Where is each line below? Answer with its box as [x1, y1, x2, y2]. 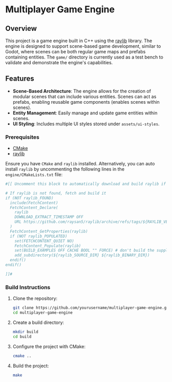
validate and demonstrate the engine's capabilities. [5, 60, 113, 65]
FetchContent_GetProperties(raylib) [10, 228, 88, 234]
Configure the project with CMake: [12, 343, 86, 350]
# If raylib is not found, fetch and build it [5, 190, 106, 196]
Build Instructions [5, 283, 51, 291]
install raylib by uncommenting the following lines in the [5, 166, 124, 173]
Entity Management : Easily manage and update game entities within [12, 109, 158, 116]
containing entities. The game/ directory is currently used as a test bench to [5, 54, 164, 60]
